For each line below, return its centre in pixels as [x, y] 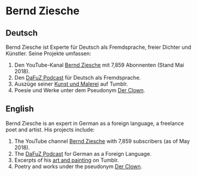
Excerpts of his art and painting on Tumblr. [67, 160]
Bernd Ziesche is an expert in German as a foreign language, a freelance [95, 123]
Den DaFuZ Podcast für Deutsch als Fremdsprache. [78, 78]
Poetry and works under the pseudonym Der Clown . [78, 166]
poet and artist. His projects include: [50, 130]
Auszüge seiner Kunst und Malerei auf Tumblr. [71, 84]
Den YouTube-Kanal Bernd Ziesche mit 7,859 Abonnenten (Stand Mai [99, 65]
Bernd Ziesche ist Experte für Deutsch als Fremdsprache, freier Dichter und [98, 47]
